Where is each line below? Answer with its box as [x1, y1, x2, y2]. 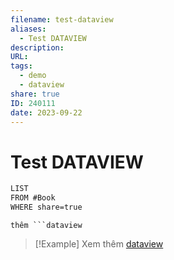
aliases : [10, 24, 47, 34]
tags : [10, 61, 33, 71]
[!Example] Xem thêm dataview [34, 237, 164, 250]
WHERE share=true [10, 202, 83, 213]
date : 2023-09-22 [10, 107, 83, 118]
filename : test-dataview [10, 14, 114, 25]
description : [10, 42, 65, 53]
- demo [19, 71, 47, 81]
